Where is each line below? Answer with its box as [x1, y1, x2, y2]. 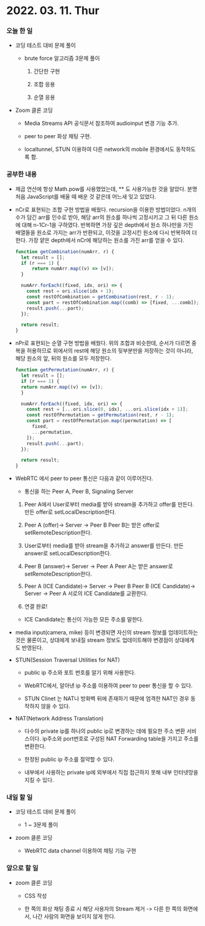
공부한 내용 [6, 170, 37, 179]
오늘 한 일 [6, 27, 32, 35]
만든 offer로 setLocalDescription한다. [24, 508, 116, 516]
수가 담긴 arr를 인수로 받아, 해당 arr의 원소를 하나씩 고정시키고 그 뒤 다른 [15, 213, 188, 221]
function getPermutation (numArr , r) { [15, 367, 114, 373]
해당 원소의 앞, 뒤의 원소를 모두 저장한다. [15, 355, 112, 362]
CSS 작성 [24, 892, 47, 899]
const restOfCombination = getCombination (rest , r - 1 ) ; [26, 294, 175, 300]
